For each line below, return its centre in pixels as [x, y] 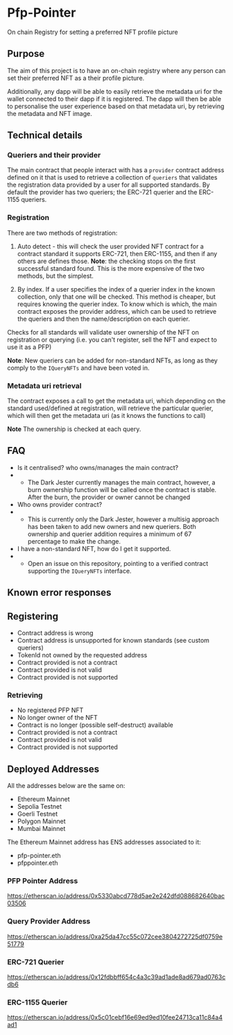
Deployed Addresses [53, 769]
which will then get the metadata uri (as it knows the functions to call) [106, 416]
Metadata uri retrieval [44, 385]
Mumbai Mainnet [41, 829]
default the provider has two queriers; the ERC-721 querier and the [102, 192]
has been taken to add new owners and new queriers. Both [112, 526]
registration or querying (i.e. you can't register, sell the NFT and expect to [112, 339]
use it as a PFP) [29, 347]
